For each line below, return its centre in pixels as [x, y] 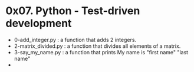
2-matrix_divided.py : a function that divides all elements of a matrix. [97, 46]
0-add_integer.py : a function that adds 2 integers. [75, 40]
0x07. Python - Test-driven [73, 11]
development [39, 23]
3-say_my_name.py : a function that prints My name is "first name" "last [101, 52]
